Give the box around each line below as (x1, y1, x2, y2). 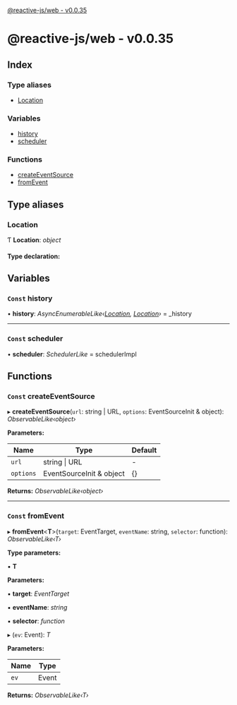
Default (131, 445, 157, 455)
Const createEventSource (7, 392, 95, 402)
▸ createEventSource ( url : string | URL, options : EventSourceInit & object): (7, 407, 224, 416)
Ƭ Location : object (7, 236, 61, 244)
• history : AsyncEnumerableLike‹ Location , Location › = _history (7, 310, 193, 318)
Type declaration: (7, 252, 61, 260)
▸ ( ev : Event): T (7, 630, 51, 639)
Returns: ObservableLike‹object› (7, 487, 104, 495)
